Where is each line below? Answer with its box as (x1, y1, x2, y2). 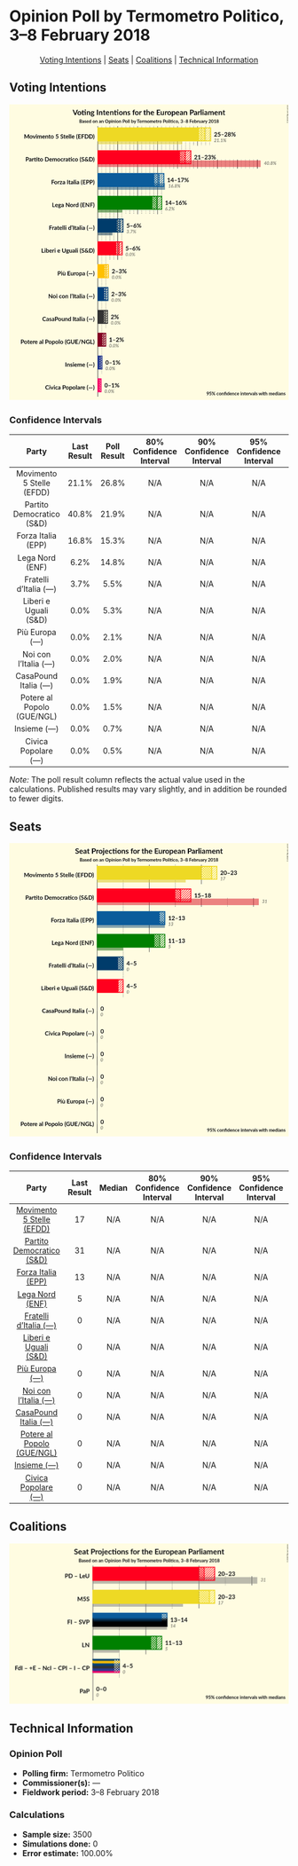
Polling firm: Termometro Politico (21, 1768, 145, 1778)
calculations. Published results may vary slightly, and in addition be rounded (9, 783, 287, 795)
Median (98, 1182, 129, 1193)
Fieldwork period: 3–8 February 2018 (21, 1786, 160, 1798)
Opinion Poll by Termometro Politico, (9, 6, 285, 27)
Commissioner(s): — (21, 1777, 100, 1788)
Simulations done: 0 (21, 1838, 98, 1849)
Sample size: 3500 (21, 1829, 93, 1839)
